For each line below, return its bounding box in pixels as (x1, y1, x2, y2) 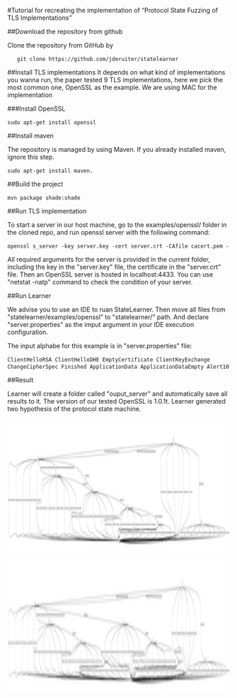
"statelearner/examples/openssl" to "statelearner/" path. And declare (7, 313, 209, 321)
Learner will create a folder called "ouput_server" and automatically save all (7, 389, 228, 398)
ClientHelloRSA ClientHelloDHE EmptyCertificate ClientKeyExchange (7, 356, 211, 363)
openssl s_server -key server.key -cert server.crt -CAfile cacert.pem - (7, 243, 230, 250)
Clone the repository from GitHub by (7, 41, 114, 49)
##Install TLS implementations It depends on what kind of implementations (7, 68, 226, 77)
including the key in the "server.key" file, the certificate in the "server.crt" (7, 262, 221, 271)
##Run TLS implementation (7, 207, 87, 215)
